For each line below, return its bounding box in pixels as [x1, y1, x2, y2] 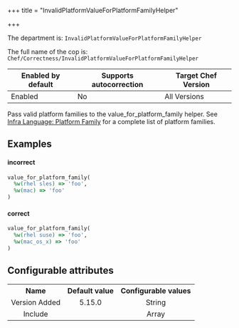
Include [23, 309, 48, 319]
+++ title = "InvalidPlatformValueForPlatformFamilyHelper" [7, 6, 179, 14]
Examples [7, 138, 52, 150]
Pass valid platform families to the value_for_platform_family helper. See [7, 110, 218, 118]
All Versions [164, 92, 204, 101]
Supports [101, 71, 134, 81]
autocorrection [91, 80, 144, 89]
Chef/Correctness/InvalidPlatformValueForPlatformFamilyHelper [7, 55, 199, 62]
